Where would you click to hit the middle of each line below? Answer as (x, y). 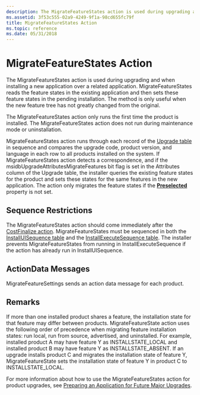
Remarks (23, 302)
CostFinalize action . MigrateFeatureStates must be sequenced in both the (96, 231)
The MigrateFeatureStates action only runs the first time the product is (92, 117)
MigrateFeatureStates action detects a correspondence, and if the (87, 160)
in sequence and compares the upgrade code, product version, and (89, 147)
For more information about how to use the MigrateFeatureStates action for (98, 379)
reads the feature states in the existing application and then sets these (92, 92)
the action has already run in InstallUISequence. (65, 250)
